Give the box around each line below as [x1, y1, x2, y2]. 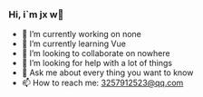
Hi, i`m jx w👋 [8, 8, 64, 21]
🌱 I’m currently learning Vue [21, 38, 126, 49]
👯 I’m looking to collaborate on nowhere [21, 48, 170, 59]
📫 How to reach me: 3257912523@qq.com [21, 77, 184, 89]
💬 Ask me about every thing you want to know [21, 67, 194, 78]
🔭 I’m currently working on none [21, 29, 141, 40]
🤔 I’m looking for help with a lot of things [21, 58, 173, 69]
